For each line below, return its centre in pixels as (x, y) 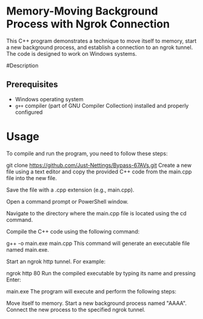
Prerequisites (32, 85)
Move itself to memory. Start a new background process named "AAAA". (96, 303)
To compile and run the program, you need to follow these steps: (87, 153)
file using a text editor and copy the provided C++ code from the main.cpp (99, 172)
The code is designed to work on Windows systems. (72, 53)
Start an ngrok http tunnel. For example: (56, 261)
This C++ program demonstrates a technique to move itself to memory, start (101, 41)
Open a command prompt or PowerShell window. (68, 201)
